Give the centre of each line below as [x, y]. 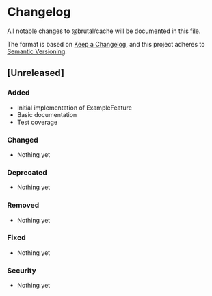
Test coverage [37, 122]
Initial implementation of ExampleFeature [74, 108]
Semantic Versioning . [37, 51]
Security [22, 270]
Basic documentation [47, 114]
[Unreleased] [36, 73]
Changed [23, 140]
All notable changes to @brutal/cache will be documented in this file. [104, 31]
